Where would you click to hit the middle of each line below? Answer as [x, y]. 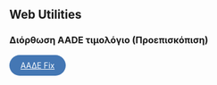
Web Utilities [46, 15]
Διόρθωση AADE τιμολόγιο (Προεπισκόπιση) [109, 40]
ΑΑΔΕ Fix [38, 65]
